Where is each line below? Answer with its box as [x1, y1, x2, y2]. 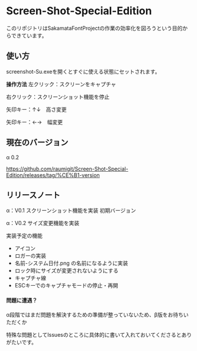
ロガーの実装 [14, 252, 46, 260]
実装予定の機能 [6, 232, 43, 239]
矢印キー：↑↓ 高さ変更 [6, 106, 67, 113]
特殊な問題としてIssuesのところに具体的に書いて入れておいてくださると [6, 331, 182, 338]
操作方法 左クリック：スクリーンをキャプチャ [6, 80, 117, 87]
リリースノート [6, 190, 60, 200]
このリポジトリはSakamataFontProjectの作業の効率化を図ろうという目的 [6, 24, 183, 31]
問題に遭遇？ [6, 296, 37, 303]
